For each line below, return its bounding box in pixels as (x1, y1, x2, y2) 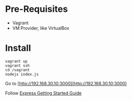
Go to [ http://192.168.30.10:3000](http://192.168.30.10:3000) (5, 80, 127, 86)
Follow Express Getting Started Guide (5, 90, 82, 96)
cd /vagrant (5, 67, 30, 72)
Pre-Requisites (5, 3, 68, 15)
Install (5, 43, 31, 54)
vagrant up (5, 58, 28, 64)
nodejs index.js (5, 72, 39, 77)
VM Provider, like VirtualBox (12, 25, 69, 31)
